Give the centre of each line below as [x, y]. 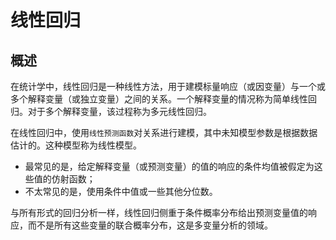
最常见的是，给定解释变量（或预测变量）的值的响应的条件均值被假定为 [169, 166]
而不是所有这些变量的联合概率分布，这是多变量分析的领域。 [150, 225]
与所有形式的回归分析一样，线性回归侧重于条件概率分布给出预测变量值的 [159, 212]
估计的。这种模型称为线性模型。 [76, 145]
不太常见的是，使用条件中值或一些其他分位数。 [121, 191]
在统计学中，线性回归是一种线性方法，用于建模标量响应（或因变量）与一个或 [168, 86]
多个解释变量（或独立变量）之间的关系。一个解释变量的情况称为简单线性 [159, 99]
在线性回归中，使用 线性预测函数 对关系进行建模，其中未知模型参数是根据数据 [164, 132]
